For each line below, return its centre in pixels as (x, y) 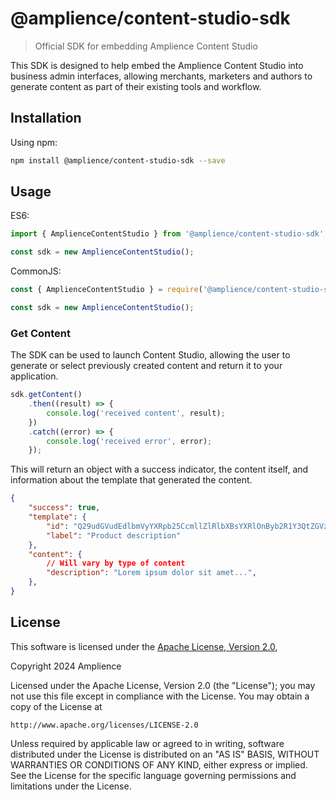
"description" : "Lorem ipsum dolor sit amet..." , (151, 573)
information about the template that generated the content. (131, 480)
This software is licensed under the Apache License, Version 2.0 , (144, 646)
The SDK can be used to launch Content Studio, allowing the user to (150, 355)
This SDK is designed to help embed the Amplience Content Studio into (157, 65)
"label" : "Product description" (114, 535)
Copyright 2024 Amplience (66, 666)
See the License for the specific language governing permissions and (153, 775)
